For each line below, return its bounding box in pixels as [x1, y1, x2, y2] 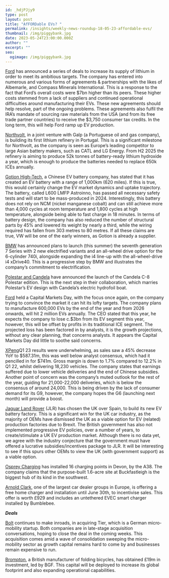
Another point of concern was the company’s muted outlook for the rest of [5, 374, 160, 380]
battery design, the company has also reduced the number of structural [5, 217, 154, 223]
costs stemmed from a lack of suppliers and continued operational [5, 95, 143, 101]
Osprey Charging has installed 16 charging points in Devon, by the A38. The [5, 464, 162, 470]
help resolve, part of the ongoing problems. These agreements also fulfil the [5, 106, 164, 112]
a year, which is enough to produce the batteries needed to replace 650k [5, 159, 157, 165]
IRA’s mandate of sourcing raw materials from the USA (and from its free [5, 111, 155, 117]
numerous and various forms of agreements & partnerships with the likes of [5, 79, 162, 85]
